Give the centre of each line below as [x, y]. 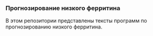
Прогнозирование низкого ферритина [63, 8]
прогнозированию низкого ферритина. [54, 27]
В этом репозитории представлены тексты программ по [76, 21]
